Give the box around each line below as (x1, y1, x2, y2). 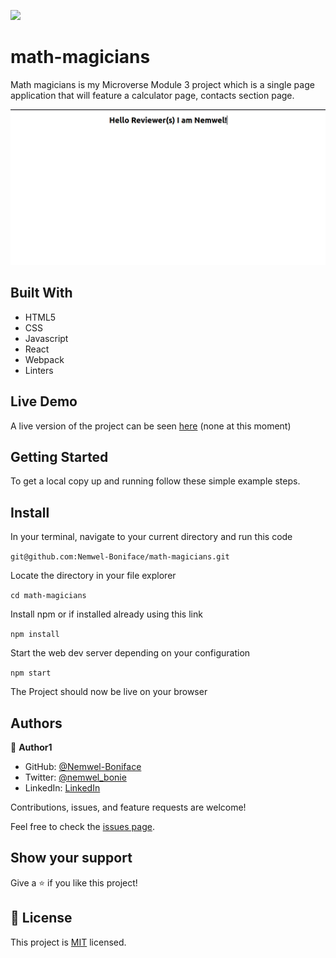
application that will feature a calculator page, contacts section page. (10, 89, 295, 101)
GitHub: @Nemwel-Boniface (24, 761, 142, 773)
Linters (24, 364, 54, 376)
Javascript (24, 332, 69, 344)
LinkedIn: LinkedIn (24, 782, 101, 794)
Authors (10, 715, 63, 732)
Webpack (24, 353, 65, 365)
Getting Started (10, 449, 109, 465)
